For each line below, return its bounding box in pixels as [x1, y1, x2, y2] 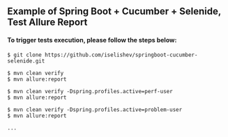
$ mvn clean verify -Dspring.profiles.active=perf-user [7, 88, 173, 95]
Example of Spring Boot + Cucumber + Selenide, [7, 6, 222, 17]
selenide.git [7, 57, 45, 65]
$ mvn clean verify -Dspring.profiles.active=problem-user [7, 106, 183, 113]
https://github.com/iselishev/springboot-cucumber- [44, 51, 198, 58]
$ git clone [7, 51, 42, 58]
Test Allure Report [7, 17, 88, 29]
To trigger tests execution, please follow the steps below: [7, 35, 177, 44]
